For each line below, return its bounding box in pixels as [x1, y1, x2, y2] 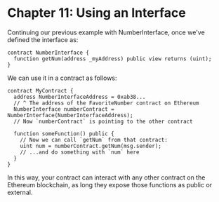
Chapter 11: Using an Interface [7, 5, 186, 21]
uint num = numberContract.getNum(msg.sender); [20, 142, 161, 149]
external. [7, 188, 33, 196]
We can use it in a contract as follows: [7, 74, 117, 82]
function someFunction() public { [13, 130, 114, 137]
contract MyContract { [7, 87, 74, 94]
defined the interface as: [7, 35, 79, 43]
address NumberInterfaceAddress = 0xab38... [13, 93, 146, 100]
